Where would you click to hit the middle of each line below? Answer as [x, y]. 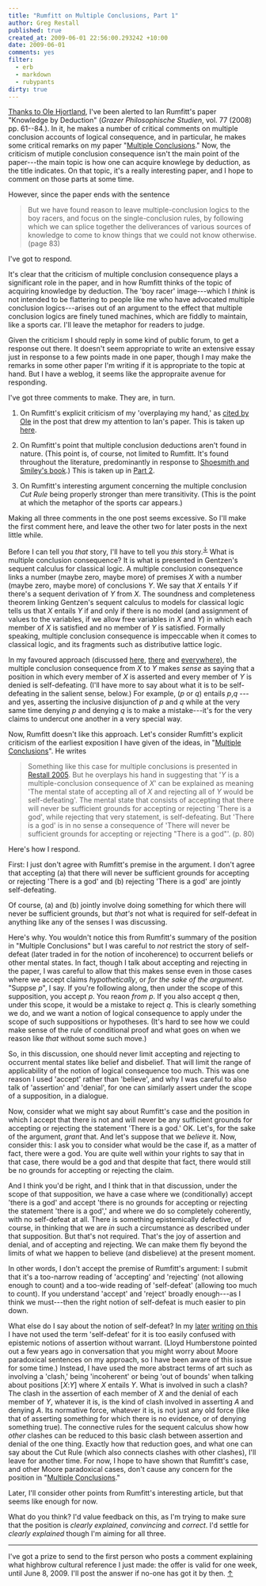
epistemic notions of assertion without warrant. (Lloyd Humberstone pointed [133, 1343]
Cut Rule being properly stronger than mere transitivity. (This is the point [138, 494]
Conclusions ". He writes [47, 751]
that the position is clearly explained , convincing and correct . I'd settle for [129, 1525]
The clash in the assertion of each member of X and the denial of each [123, 1393]
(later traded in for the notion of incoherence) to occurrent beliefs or [142, 954]
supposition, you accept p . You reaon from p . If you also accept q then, [124, 997]
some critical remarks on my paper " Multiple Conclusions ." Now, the [120, 146]
